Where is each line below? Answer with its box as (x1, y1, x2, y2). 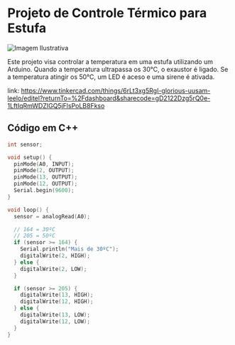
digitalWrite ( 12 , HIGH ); (20, 298, 94, 305)
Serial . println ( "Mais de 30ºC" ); (20, 245, 119, 253)
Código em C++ (7, 122, 79, 134)
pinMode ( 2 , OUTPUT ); (13, 167, 75, 174)
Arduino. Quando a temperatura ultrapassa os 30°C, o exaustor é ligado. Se (7, 65, 229, 73)
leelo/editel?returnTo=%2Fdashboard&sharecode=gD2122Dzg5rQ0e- (7, 94, 211, 102)
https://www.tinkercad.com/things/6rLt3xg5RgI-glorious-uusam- (21, 86, 211, 95)
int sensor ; (7, 141, 43, 148)
